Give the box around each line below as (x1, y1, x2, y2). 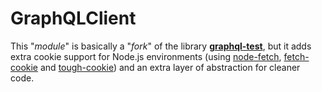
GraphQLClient (10, 7, 137, 30)
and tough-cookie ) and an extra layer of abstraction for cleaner (39, 61, 301, 73)
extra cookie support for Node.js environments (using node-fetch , (10, 50, 282, 62)
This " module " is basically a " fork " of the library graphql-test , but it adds (10, 40, 312, 52)
